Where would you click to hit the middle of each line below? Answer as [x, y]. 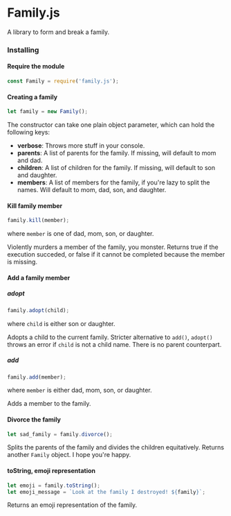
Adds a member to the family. [49, 404]
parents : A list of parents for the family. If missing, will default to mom [117, 153]
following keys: [29, 132]
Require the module [36, 67]
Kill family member [35, 205]
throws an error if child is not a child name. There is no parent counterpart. [114, 344]
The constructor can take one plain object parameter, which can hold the [111, 125]
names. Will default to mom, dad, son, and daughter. [92, 190]
